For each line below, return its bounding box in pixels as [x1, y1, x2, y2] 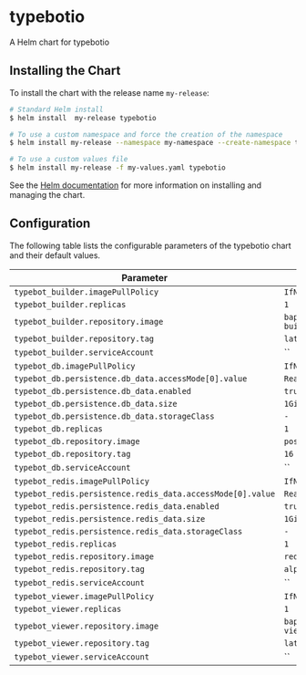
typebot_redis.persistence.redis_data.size [14, 514, 206, 524]
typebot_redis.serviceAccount [14, 577, 146, 587]
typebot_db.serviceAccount [14, 462, 131, 472]
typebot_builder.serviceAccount [14, 347, 155, 358]
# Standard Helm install [9, 105, 104, 114]
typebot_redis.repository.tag [14, 564, 146, 574]
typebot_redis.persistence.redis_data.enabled [14, 501, 220, 512]
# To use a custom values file [9, 155, 128, 164]
